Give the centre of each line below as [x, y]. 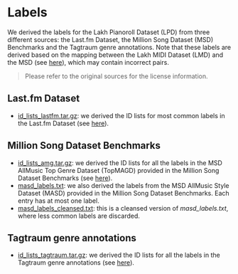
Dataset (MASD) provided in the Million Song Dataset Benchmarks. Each [123, 193]
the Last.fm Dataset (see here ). [63, 123]
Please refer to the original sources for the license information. [116, 76]
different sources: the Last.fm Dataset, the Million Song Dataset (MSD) [110, 39]
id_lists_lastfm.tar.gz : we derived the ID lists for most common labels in [121, 115]
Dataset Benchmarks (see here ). [65, 178]
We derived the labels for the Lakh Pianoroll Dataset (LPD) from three [109, 32]
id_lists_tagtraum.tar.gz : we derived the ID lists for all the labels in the [119, 255]
